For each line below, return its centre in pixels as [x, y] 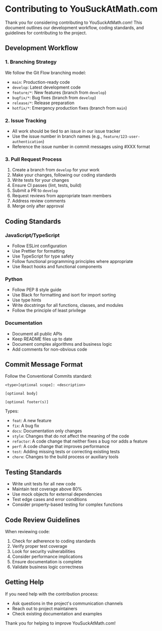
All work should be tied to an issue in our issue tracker [66, 131]
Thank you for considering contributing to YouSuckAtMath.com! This [73, 22]
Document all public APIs [37, 334]
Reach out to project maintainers [45, 608]
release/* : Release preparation [43, 103]
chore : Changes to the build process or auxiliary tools [65, 457]
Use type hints [26, 300]
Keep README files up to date [42, 339]
